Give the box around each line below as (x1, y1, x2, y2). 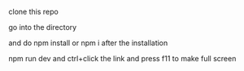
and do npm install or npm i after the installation (8, 38, 168, 48)
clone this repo (8, 7, 59, 16)
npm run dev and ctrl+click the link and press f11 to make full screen (8, 54, 237, 63)
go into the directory (8, 23, 77, 31)
